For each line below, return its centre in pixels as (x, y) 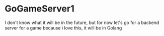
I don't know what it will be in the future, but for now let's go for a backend (82, 22)
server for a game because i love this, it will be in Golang (63, 27)
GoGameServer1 (39, 9)
